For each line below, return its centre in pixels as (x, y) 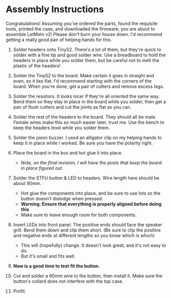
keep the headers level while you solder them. (61, 128)
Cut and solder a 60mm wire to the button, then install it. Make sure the (88, 276)
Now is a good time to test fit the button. (56, 266)
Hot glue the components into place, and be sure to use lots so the (91, 193)
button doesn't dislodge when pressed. (62, 198)
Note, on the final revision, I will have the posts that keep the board (91, 162)
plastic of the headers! (37, 66)
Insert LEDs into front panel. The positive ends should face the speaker (88, 224)
